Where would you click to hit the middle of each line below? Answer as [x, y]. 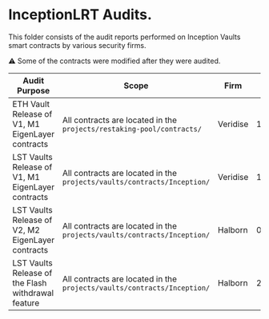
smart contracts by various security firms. [77, 45]
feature [26, 303]
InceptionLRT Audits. [80, 15]
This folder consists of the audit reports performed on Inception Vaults [124, 37]
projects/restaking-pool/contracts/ [132, 129]
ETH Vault [31, 104]
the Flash [30, 283]
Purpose [34, 90]
